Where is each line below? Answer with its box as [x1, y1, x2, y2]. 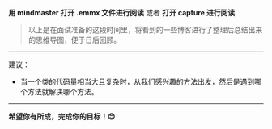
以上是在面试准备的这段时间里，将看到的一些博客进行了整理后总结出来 [28, 25, 263, 35]
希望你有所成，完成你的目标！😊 [8, 112, 116, 121]
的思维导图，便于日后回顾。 [28, 35, 121, 44]
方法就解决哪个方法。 [27, 87, 99, 96]
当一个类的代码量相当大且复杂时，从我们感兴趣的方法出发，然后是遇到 [19, 77, 255, 86]
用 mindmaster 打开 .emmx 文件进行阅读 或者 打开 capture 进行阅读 [8, 8, 236, 17]
